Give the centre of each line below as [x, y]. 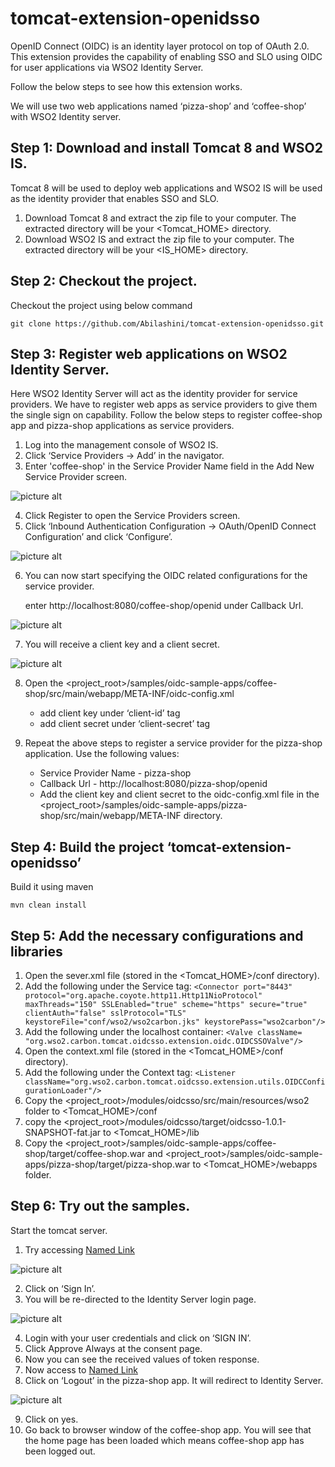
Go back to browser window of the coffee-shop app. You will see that [168, 1429]
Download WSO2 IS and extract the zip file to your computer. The [159, 239]
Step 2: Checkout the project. [104, 281]
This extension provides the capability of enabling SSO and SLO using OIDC [166, 56]
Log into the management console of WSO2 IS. [121, 445]
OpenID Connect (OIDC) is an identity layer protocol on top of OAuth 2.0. [160, 46]
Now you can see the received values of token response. [142, 1359]
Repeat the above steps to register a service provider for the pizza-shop [173, 743]
